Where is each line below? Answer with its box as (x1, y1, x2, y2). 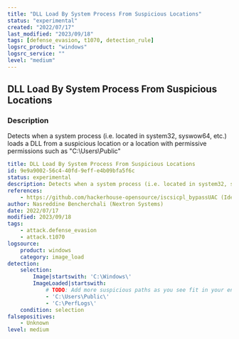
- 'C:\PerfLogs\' (45, 300, 97, 307)
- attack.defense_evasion (20, 227, 97, 234)
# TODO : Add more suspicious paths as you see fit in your (45, 286, 224, 294)
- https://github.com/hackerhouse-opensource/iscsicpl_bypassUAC (20, 194, 218, 201)
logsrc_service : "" (7, 51, 65, 58)
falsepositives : (7, 313, 55, 320)
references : (7, 187, 43, 194)
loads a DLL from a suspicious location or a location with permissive (7, 140, 207, 148)
